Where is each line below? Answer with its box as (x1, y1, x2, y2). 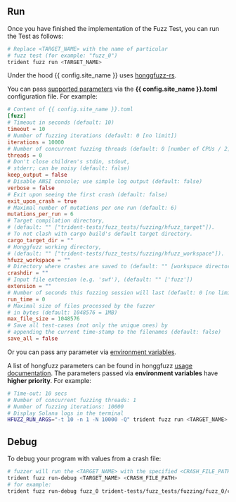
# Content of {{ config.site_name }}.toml (7, 106, 133, 113)
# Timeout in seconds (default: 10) (7, 119, 114, 126)
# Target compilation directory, (7, 218, 105, 225)
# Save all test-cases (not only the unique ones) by (7, 322, 169, 330)
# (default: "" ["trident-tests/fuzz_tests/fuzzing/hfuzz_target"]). (7, 224, 216, 231)
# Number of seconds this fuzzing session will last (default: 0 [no (7, 289, 216, 296)
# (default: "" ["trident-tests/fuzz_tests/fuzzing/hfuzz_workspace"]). (7, 250, 225, 257)
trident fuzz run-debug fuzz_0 (7, 487, 99, 495)
